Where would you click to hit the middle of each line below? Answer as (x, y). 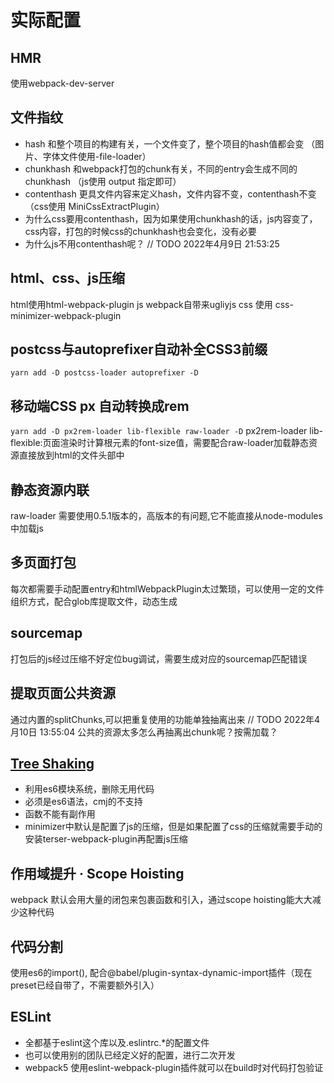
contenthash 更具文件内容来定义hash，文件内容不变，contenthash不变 (170, 193)
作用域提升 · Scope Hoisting (97, 873)
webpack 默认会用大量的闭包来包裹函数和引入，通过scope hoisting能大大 (161, 900)
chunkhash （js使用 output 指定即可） (103, 181)
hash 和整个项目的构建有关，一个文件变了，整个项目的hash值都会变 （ (170, 143)
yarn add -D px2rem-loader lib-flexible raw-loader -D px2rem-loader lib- (167, 431)
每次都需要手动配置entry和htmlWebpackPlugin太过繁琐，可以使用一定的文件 (167, 588)
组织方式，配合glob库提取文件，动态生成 (94, 601)
